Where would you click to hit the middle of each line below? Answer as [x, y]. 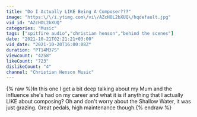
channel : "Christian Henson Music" [50, 72]
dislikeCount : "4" [29, 66]
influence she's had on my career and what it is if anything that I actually [95, 95]
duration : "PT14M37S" [33, 50]
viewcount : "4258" [29, 56]
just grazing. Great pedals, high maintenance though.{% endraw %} [89, 108]
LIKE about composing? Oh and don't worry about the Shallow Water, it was [99, 102]
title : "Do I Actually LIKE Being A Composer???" [69, 12]
